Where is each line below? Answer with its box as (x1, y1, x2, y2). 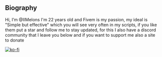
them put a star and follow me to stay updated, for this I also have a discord (5, 27, 157, 33)
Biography (5, 4, 37, 12)
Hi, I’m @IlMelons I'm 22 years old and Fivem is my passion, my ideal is (5, 16, 148, 22)
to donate (5, 37, 24, 43)
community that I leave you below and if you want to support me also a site (5, 32, 156, 38)
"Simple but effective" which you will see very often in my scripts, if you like (5, 22, 157, 28)
